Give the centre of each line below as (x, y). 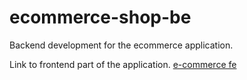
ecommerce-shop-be (100, 17)
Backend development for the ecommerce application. (121, 45)
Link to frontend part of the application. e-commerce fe (123, 64)
